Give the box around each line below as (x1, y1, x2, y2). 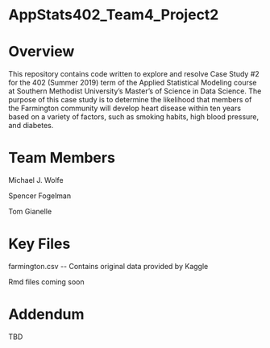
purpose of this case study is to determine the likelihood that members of (8, 95, 252, 105)
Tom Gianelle (8, 207, 52, 217)
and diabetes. (8, 121, 54, 130)
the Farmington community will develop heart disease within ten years (8, 103, 242, 114)
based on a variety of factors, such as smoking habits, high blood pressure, (8, 112, 260, 122)
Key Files (8, 235, 71, 253)
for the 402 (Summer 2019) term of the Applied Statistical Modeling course (8, 78, 257, 88)
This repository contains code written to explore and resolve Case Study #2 (8, 69, 260, 79)
